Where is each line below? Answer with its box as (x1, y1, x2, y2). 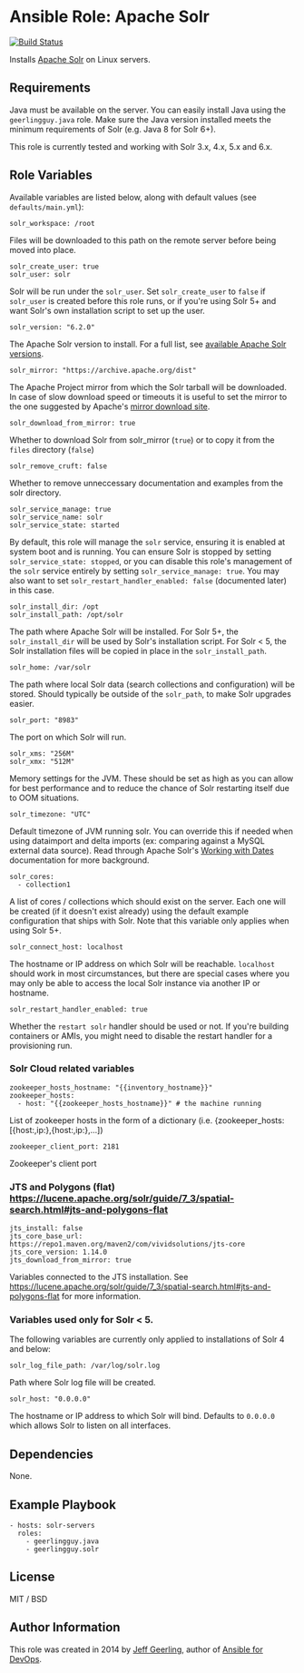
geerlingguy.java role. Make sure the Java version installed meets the (9, 113, 272, 124)
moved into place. (9, 244, 77, 255)
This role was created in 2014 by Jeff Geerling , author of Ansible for (9, 1644, 263, 1655)
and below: (9, 1344, 52, 1355)
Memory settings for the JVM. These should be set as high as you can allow (9, 773, 294, 784)
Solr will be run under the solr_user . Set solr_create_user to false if (9, 286, 266, 297)
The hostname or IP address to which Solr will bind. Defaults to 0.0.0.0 (9, 1411, 275, 1422)
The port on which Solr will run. (9, 731, 127, 742)
